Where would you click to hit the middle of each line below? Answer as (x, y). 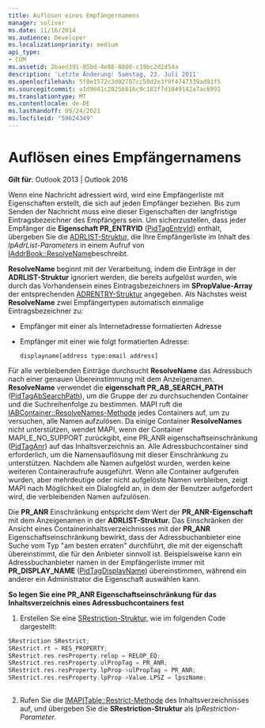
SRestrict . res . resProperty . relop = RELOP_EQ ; (84, 656)
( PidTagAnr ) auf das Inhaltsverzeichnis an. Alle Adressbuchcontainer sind (128, 446)
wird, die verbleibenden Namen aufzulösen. (79, 496)
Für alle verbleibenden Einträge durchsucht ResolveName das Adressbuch (131, 370)
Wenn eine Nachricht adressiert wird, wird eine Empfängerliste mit (116, 194)
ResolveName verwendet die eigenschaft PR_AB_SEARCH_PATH (116, 387)
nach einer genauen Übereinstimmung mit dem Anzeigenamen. (111, 379)
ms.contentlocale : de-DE (49, 104)
